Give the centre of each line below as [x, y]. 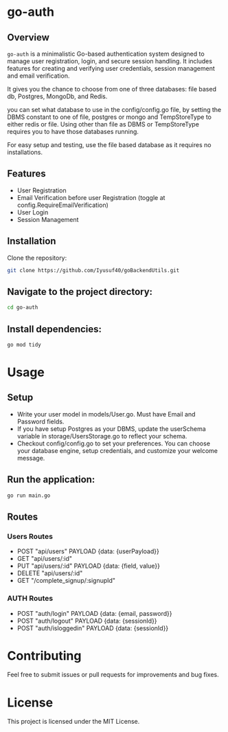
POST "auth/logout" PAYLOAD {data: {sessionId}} [87, 621]
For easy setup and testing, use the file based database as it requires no [109, 145]
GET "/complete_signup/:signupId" [66, 581]
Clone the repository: [37, 258]
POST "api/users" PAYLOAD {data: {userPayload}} [88, 551]
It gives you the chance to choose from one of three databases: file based [112, 89]
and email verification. [38, 76]
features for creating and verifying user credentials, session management [111, 68]
